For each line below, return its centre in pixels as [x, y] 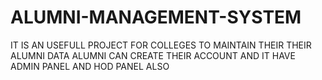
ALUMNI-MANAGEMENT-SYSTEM [156, 17]
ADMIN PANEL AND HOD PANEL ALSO [90, 66]
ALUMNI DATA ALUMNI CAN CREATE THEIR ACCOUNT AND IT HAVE [153, 55]
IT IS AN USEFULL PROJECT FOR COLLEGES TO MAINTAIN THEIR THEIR [161, 45]
